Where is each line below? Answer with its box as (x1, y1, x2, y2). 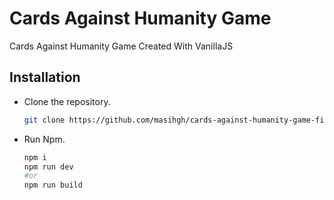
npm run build (23, 180, 83, 191)
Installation (9, 69, 81, 86)
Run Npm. (23, 133, 66, 145)
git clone (23, 115, 66, 125)
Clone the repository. (23, 95, 111, 107)
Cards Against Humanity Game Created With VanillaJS (9, 40, 234, 52)
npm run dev (23, 162, 74, 172)
